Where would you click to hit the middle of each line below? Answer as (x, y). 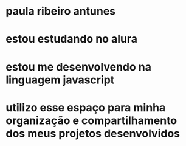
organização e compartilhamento (91, 120)
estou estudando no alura (72, 39)
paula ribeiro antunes (61, 11)
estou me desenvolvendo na (78, 67)
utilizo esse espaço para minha (86, 107)
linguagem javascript (60, 80)
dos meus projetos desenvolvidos (93, 134)
